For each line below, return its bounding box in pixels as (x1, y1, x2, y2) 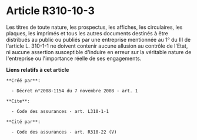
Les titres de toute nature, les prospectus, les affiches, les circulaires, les (6, 24, 183, 31)
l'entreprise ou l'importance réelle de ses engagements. (6, 55, 142, 62)
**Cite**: (6, 98, 31, 104)
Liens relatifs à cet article (6, 66, 69, 73)
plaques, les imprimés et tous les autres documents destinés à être (6, 29, 169, 36)
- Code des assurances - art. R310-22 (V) (11, 129, 117, 135)
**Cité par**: (6, 119, 41, 125)
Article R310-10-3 (6, 4, 95, 18)
